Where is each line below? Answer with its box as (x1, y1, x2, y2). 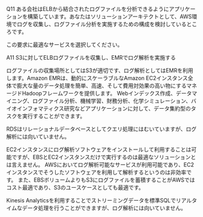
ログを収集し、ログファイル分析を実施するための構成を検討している (16, 21, 187, 27)
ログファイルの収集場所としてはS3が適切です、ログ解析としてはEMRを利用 (6, 67, 194, 74)
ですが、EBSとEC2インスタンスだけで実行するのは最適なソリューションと (11, 154, 196, 160)
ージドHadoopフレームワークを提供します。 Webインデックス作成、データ (6, 90, 192, 97)
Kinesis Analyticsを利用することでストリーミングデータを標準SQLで (6, 197, 176, 204)
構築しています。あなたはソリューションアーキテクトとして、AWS (27, 13, 192, 20)
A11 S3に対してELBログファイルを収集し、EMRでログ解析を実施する (6, 54, 176, 61)
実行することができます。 (22, 112, 86, 120)
